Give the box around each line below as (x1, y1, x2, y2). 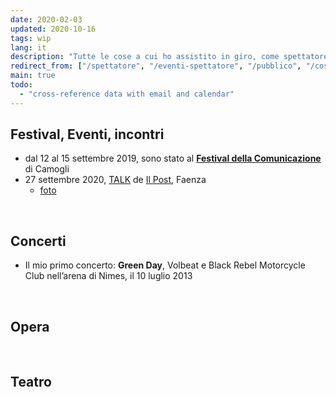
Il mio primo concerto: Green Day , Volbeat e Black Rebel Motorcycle (24, 259, 306, 271)
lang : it (10, 42, 47, 53)
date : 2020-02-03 (10, 14, 83, 25)
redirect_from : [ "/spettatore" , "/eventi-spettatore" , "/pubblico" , (10, 61, 302, 71)
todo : (10, 80, 33, 90)
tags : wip (10, 33, 52, 43)
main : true (10, 71, 56, 81)
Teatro (10, 374, 52, 391)
